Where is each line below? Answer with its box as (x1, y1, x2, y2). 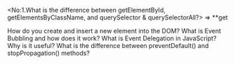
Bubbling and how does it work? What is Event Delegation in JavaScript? (7, 34, 217, 42)
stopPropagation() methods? (7, 49, 90, 57)
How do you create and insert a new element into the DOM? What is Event (7, 27, 222, 35)
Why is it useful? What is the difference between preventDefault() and (7, 42, 209, 49)
